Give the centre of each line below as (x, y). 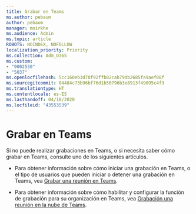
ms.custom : (19, 61)
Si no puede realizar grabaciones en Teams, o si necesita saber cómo (91, 151)
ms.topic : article (29, 39)
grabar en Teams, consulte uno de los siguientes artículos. (77, 157)
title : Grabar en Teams (35, 12)
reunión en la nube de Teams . (51, 205)
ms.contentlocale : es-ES (36, 94)
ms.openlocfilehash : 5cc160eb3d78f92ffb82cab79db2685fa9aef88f (85, 77)
